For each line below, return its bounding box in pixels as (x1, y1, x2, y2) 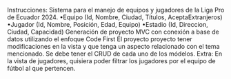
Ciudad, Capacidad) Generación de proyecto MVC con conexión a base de (7, 27, 219, 36)
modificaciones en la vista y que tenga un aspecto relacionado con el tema (7, 43, 220, 50)
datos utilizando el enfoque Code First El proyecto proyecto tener (7, 35, 193, 43)
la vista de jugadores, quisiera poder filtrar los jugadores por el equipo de (7, 57, 216, 65)
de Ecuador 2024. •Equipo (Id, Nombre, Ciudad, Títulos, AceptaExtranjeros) (7, 13, 223, 21)
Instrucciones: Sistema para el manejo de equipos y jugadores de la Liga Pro (7, 6, 225, 14)
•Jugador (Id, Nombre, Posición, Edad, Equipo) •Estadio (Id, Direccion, (7, 21, 208, 28)
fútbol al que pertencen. (7, 65, 76, 72)
